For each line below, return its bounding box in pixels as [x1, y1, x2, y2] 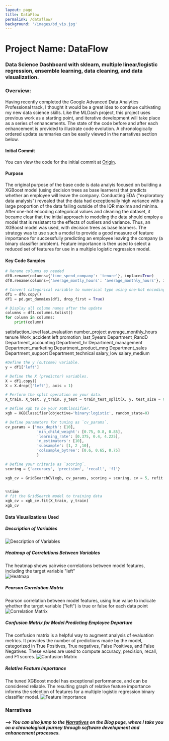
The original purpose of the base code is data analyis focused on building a [5, 182, 162, 188]
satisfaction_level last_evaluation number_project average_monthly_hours [5, 329, 157, 335]
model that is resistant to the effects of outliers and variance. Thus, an [5, 219, 151, 225]
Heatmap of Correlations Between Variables [5, 550, 101, 556]
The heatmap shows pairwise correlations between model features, [5, 563, 145, 569]
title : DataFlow [5, 12, 39, 17]
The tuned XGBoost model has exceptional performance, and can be [5, 678, 147, 684]
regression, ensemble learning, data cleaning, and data [5, 68, 143, 75]
